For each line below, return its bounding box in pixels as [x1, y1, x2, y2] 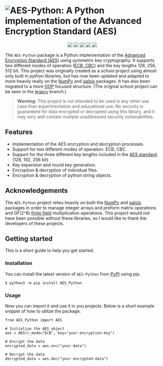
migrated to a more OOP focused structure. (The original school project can [5, 83, 158, 89]
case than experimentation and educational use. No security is [17, 103, 143, 109]
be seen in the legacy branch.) [5, 88, 67, 94]
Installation [5, 260, 33, 267]
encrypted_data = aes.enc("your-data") [5, 343, 87, 348]
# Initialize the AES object [5, 326, 65, 331]
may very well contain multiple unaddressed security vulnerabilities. [17, 113, 154, 120]
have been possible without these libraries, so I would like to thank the [5, 215, 147, 221]
